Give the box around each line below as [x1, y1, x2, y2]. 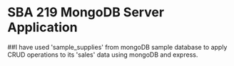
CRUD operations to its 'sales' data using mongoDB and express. [7, 50, 198, 59]
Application [7, 19, 78, 35]
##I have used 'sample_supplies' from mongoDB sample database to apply [7, 43, 228, 51]
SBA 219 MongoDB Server [7, 4, 165, 21]
